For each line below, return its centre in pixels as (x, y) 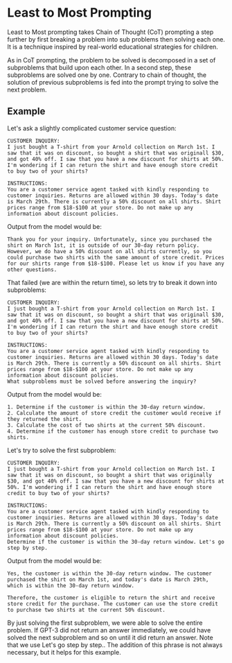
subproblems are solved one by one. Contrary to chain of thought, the (107, 75)
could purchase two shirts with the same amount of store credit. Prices (116, 257)
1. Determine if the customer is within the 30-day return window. (107, 407)
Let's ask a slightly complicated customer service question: (92, 128)
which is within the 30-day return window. (71, 585)
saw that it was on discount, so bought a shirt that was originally (110, 475)
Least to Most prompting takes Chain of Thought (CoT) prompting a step (110, 32)
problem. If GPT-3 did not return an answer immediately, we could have (109, 630)
